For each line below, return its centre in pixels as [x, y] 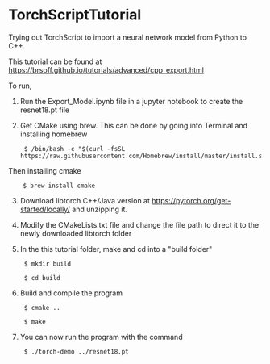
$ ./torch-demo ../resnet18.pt [76, 351]
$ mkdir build [48, 264]
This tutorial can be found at [55, 61]
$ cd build [42, 278]
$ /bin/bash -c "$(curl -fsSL [75, 149]
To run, [20, 86]
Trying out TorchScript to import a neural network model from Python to [128, 37]
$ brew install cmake [59, 186]
